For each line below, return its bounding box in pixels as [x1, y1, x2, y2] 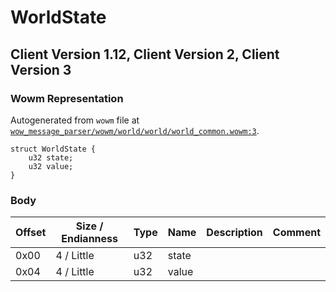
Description [206, 226, 263, 240]
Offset [15, 226, 47, 240]
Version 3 [10, 61, 72, 78]
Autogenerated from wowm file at [10, 114, 140, 126]
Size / [75, 219, 104, 233]
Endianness [61, 232, 119, 246]
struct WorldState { [10, 144, 97, 154]
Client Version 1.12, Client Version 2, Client [10, 46, 280, 63]
